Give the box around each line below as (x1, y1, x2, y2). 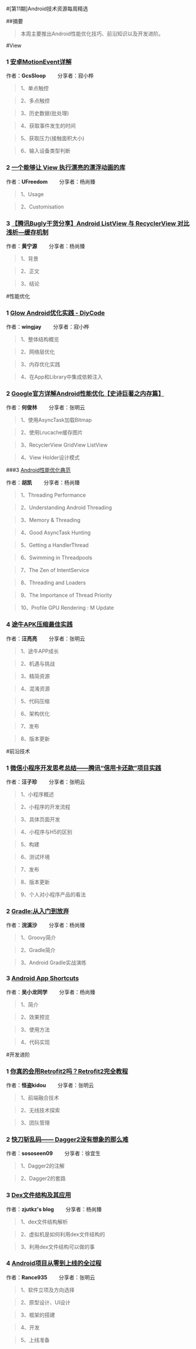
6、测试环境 (20, 854, 50, 861)
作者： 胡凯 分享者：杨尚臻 (6, 479, 80, 486)
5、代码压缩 (20, 697, 50, 705)
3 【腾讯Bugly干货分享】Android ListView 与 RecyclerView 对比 (6, 219, 190, 227)
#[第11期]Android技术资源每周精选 (6, 5, 88, 12)
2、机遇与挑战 (20, 660, 55, 667)
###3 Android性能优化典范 (6, 467, 71, 474)
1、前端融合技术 (20, 1094, 59, 1101)
